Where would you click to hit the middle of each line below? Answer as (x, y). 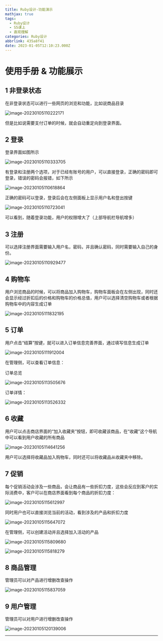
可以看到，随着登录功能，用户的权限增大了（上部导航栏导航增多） (71, 218)
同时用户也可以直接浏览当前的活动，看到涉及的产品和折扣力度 (67, 512)
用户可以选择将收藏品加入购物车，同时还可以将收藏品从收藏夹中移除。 (75, 457)
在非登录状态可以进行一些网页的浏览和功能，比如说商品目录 (65, 103)
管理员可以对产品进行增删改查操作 (39, 580)
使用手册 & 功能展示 (44, 71)
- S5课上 (17, 28)
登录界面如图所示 (22, 152)
